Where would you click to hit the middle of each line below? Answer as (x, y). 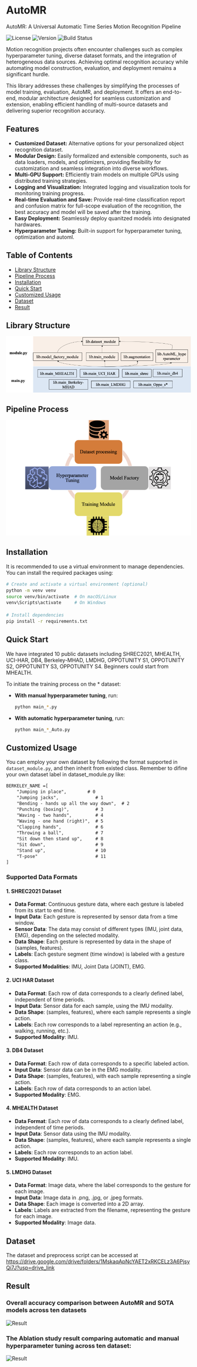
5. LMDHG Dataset (29, 1172)
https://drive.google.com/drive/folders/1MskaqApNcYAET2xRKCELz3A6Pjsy (98, 1262)
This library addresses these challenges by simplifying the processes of (93, 85)
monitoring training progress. (50, 193)
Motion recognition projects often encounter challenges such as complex (94, 49)
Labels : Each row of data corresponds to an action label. (83, 1088)
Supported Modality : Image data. (55, 1222)
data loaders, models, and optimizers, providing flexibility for (88, 162)
